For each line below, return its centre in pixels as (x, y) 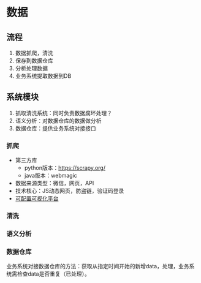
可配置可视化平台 (37, 198)
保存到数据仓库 (34, 61)
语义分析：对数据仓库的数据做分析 (58, 121)
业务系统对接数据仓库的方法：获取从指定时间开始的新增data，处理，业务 (98, 266)
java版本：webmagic (51, 176)
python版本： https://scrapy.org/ (65, 168)
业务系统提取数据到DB (43, 76)
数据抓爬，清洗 (34, 53)
